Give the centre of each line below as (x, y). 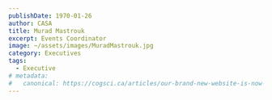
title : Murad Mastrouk (47, 31)
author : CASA (30, 23)
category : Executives (45, 53)
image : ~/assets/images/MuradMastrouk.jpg (81, 46)
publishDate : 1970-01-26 (50, 16)
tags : (17, 61)
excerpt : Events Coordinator (57, 38)
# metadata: (28, 76)
